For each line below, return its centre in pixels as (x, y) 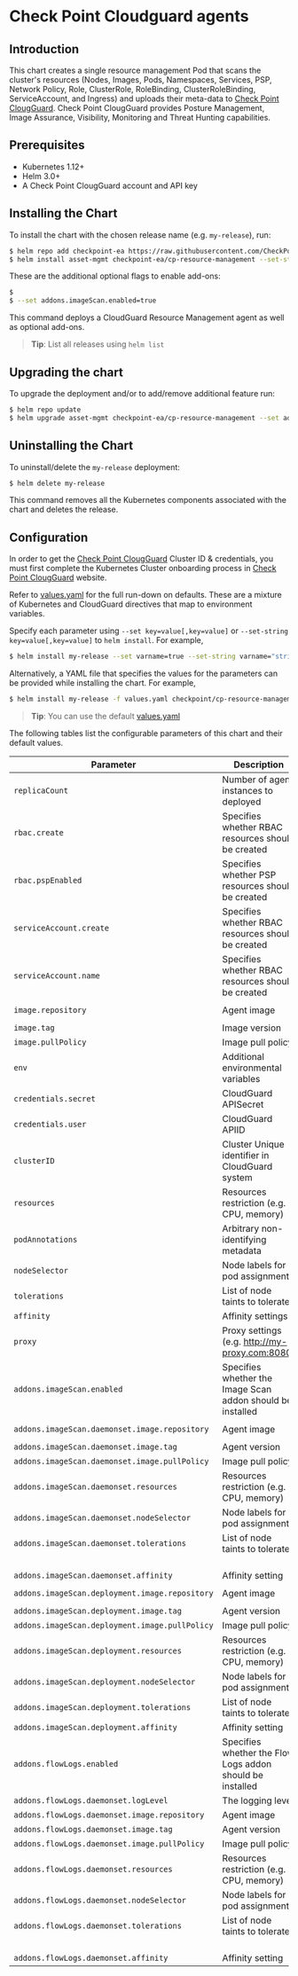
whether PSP (249, 874)
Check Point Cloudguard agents (129, 16)
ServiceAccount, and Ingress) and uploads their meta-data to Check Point (144, 98)
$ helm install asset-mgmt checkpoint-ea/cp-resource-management (132, 259)
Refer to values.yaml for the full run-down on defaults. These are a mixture (145, 595)
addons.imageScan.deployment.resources (98, 1651)
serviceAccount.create (61, 928)
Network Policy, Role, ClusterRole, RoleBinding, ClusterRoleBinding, (133, 89)
